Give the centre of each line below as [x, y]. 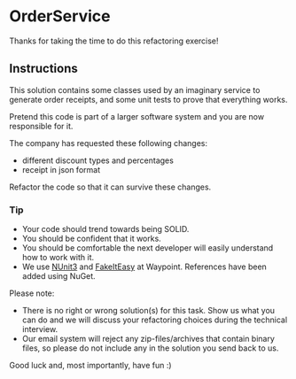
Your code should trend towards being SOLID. [105, 229]
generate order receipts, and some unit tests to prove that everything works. [148, 99]
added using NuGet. [58, 276]
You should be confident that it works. [91, 239]
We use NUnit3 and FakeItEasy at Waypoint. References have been [144, 267]
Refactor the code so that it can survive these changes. [110, 187]
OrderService [60, 16]
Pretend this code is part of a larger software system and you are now [136, 116]
